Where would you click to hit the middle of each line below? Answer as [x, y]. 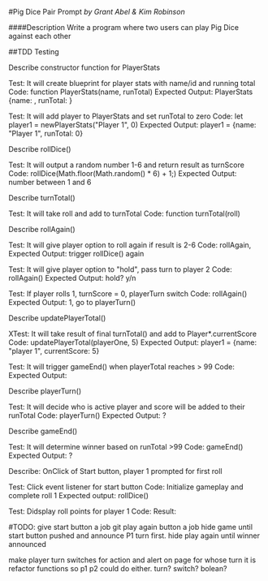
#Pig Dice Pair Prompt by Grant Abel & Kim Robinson [97, 12]
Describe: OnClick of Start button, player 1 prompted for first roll [115, 471]
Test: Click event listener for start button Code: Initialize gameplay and [126, 487]
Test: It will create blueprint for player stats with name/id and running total [132, 83]
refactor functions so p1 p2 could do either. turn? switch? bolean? [118, 568]
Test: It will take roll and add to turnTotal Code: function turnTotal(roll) [125, 213]
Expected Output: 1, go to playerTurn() [72, 302]
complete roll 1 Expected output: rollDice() [78, 495]
